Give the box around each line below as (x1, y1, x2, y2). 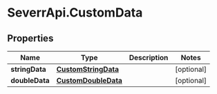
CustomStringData (56, 64, 120, 74)
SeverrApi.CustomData (7, 5, 143, 21)
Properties (7, 32, 54, 44)
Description (129, 53, 169, 62)
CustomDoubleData (56, 76, 123, 85)
